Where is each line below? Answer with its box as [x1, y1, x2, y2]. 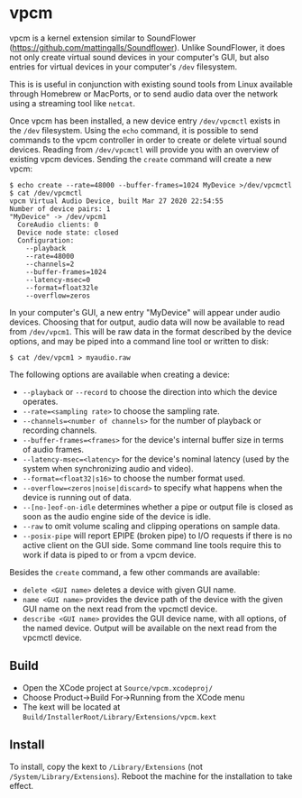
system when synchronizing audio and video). [22, 463, 194, 473]
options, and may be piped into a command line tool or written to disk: [9, 335, 269, 346]
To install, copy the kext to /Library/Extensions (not [9, 761, 203, 772]
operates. [22, 396, 59, 407]
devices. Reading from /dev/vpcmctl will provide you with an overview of [9, 143, 279, 155]
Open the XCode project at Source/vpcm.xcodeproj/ [22, 682, 214, 693]
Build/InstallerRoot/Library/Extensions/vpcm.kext [22, 712, 217, 721]
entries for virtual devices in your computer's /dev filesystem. [9, 61, 237, 72]
